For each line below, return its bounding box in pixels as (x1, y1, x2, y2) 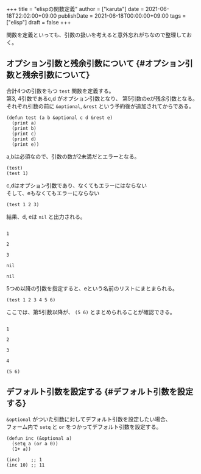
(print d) (12, 136, 37, 142)
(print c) (12, 131, 37, 137)
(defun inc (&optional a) (6, 435, 72, 441)
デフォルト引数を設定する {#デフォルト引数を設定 (6, 387, 194, 397)
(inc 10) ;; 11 (6, 462, 45, 468)
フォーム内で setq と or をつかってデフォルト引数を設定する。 (6, 423, 162, 430)
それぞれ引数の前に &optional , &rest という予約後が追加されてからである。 (6, 102, 195, 110)
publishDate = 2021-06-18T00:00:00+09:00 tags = (57, 12, 186, 20)
